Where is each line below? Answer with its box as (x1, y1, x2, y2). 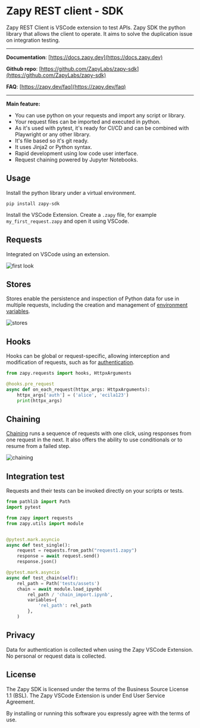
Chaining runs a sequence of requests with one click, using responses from (6, 430, 192, 437)
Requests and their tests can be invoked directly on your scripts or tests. (6, 487, 184, 494)
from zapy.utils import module (6, 520, 84, 527)
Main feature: (6, 100, 40, 107)
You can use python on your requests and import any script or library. (14, 111, 186, 119)
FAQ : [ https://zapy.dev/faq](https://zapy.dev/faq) (6, 83, 126, 90)
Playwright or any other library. (14, 130, 91, 138)
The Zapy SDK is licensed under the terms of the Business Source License (6, 685, 189, 692)
